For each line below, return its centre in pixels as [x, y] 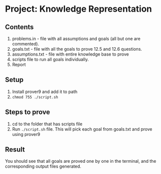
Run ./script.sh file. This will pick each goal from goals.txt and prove [82, 129]
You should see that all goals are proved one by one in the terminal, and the [81, 161]
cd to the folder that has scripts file [47, 124]
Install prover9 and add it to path [45, 92]
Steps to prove [27, 112]
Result [15, 150]
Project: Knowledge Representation [79, 9]
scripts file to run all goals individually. [50, 59]
